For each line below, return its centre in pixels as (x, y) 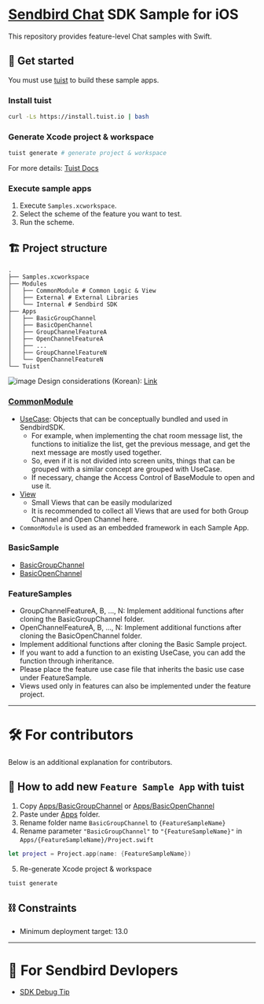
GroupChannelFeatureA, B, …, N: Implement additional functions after (132, 611)
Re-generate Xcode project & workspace (86, 869)
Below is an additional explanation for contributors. (90, 762)
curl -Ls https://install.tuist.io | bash (79, 117)
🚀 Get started (41, 61)
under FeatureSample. (55, 677)
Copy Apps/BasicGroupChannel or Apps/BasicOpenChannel (117, 806)
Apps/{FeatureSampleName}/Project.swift (86, 840)
